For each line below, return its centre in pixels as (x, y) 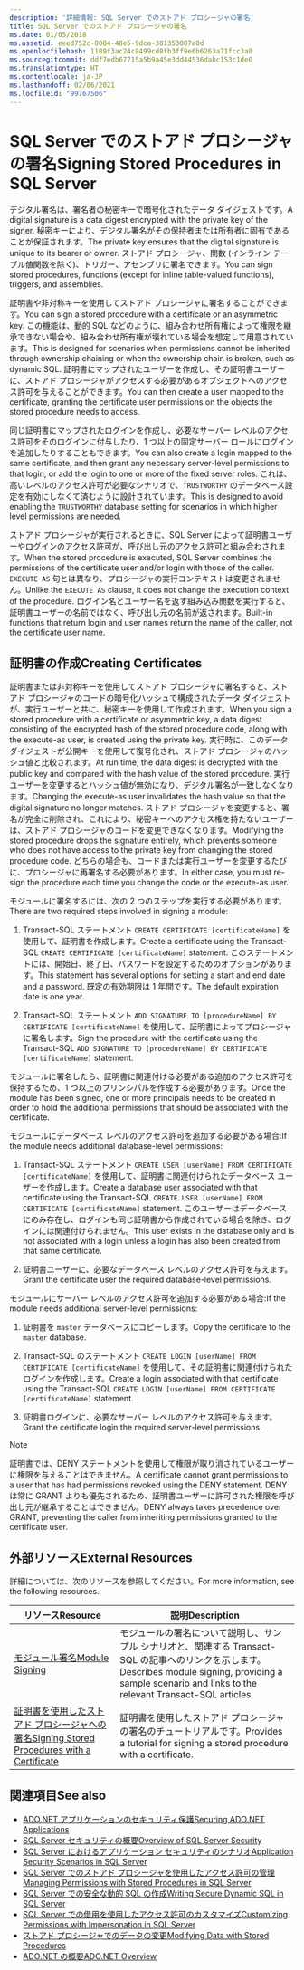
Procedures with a (53, 1750)
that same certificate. (62, 1251)
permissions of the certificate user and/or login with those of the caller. (142, 568)
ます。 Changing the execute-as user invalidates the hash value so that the (148, 797)
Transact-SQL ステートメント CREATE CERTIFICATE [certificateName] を (157, 930)
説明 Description (205, 1615)
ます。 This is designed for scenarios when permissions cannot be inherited (150, 349)
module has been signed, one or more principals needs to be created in (142, 1098)
